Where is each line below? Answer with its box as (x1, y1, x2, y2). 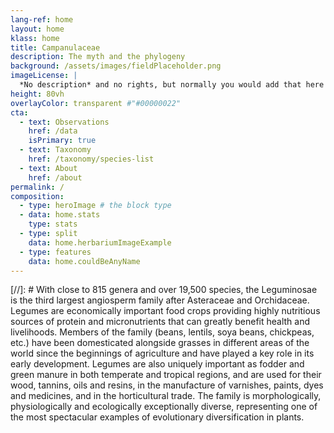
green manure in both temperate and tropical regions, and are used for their (10, 369, 322, 381)
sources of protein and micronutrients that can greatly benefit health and (10, 316, 311, 328)
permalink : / (10, 182, 65, 192)
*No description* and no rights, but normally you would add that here (19, 80, 325, 90)
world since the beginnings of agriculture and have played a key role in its (10, 347, 315, 360)
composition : (10, 191, 65, 201)
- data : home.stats (19, 210, 101, 220)
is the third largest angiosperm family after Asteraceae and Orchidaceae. (10, 294, 310, 306)
